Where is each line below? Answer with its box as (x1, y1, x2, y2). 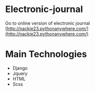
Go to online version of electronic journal (5, 20, 90, 26)
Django (12, 65, 28, 71)
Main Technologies (5, 49, 87, 60)
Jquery (12, 70, 28, 76)
